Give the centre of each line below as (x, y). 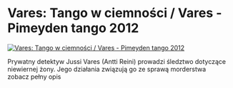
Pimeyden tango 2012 (73, 28)
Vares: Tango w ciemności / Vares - (115, 13)
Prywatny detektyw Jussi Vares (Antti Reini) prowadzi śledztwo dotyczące (117, 61)
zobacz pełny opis (34, 77)
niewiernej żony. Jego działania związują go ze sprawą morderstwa (107, 69)
